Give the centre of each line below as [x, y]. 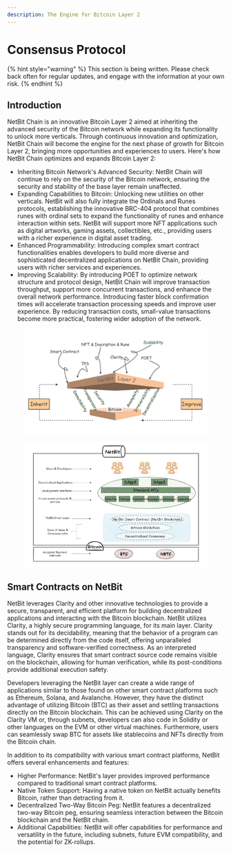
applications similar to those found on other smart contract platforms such [113, 691]
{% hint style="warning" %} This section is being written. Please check [108, 68]
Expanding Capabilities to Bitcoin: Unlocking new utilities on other [110, 194]
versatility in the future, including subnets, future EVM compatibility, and [120, 835]
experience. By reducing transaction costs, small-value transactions [114, 312]
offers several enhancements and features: [68, 762]
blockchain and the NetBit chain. [63, 820]
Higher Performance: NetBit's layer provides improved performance [113, 776]
